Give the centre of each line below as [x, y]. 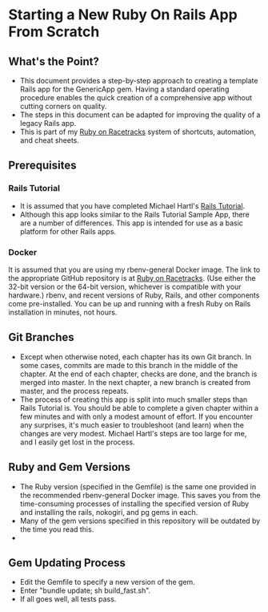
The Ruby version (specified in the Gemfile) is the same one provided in [138, 486]
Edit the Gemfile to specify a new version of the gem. [108, 582]
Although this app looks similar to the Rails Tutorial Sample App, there [134, 214]
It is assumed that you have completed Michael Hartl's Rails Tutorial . [132, 205]
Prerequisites [42, 166]
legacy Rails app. [48, 123]
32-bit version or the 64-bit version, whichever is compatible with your [125, 286]
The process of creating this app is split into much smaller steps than [134, 399]
